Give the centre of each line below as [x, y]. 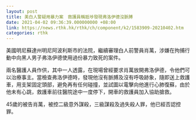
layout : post [22, 11]
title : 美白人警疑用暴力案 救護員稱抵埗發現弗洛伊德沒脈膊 [69, 17]
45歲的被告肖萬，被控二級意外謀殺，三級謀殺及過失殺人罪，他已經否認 [91, 104]
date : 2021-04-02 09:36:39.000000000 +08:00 [61, 22]
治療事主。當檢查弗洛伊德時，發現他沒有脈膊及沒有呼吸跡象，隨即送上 [95, 77]
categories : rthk [27, 33]
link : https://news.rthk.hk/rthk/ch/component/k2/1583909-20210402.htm [95, 28]
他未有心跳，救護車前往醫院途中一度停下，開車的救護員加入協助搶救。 [90, 92]
